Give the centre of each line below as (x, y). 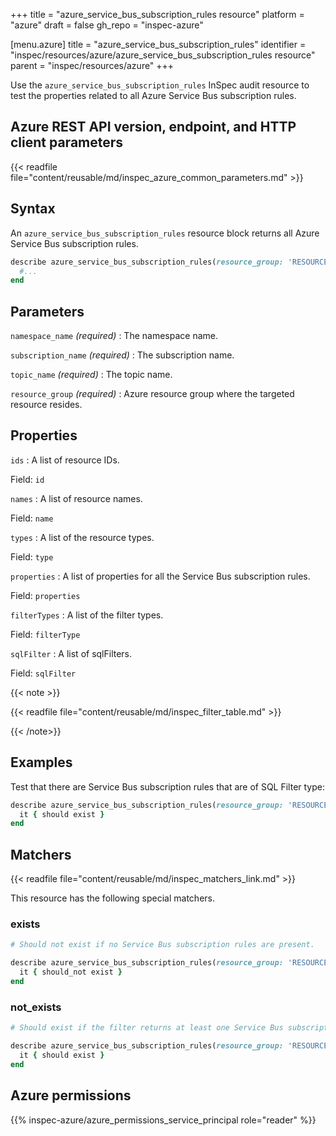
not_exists (36, 1007)
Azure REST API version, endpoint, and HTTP (153, 127)
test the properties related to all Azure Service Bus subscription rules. (153, 95)
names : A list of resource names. (76, 498)
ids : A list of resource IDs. (65, 460)
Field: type (32, 556)
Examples (41, 762)
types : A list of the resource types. (82, 537)
